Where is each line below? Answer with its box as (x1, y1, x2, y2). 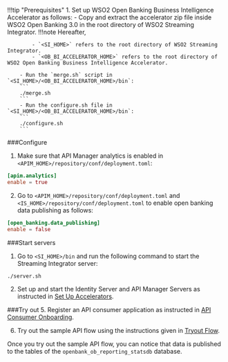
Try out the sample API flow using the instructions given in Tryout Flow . (17, 326, 220, 334)
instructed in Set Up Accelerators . (17, 292, 114, 300)
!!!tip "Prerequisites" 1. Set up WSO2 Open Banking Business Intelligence (7, 6, 214, 14)
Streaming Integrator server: (17, 259, 98, 267)
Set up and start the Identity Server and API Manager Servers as (17, 284, 200, 293)
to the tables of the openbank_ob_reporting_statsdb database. (7, 347, 182, 355)
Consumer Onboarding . (7, 313, 75, 321)
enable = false (7, 226, 51, 233)
